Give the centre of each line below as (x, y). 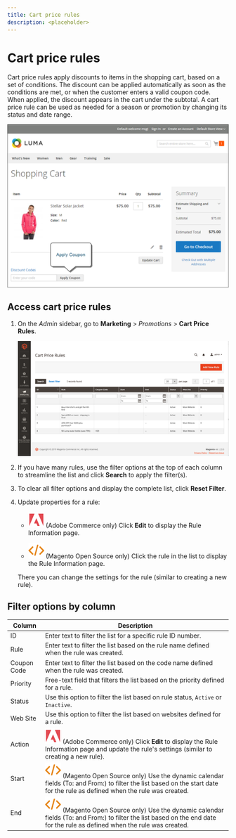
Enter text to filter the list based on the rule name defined (127, 645)
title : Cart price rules (44, 15)
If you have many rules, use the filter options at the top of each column (120, 467)
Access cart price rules (59, 307)
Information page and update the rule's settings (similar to (129, 749)
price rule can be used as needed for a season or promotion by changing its (117, 107)
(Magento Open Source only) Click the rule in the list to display (136, 556)
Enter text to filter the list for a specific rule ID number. (123, 636)
